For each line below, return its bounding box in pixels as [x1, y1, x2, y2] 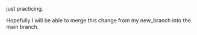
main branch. [6, 24, 39, 30]
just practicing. [6, 5, 43, 12]
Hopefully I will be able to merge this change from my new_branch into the [6, 17, 191, 24]
